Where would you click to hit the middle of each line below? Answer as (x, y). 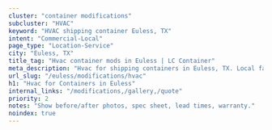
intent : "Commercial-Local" (56, 38)
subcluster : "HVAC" (41, 23)
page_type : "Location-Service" (61, 46)
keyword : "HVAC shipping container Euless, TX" (90, 31)
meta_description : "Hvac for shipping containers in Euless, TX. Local (132, 69)
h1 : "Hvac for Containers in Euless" (72, 83)
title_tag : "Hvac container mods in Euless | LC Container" (112, 61)
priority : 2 (28, 99)
